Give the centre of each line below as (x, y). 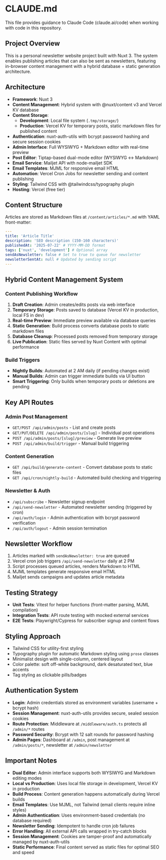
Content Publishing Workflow (41, 293)
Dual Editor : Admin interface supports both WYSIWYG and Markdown (84, 773)
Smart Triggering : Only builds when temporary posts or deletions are (83, 381)
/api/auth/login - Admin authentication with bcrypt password (76, 518)
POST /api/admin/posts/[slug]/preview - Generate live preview (77, 438)
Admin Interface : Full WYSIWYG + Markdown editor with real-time (81, 147)
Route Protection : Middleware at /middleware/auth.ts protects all (80, 724)
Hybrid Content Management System (64, 279)
